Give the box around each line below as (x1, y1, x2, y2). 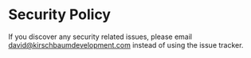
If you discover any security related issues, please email (8, 32, 193, 41)
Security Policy (8, 6, 112, 24)
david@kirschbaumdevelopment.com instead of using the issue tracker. (8, 40, 244, 49)
